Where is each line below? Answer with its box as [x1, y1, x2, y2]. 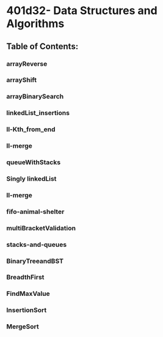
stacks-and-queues [6, 240, 67, 249]
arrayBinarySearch [6, 93, 64, 101]
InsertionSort [6, 306, 47, 314]
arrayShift [6, 76, 37, 85]
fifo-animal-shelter [6, 207, 65, 216]
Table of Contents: [6, 41, 79, 51]
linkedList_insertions [6, 108, 70, 117]
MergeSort [6, 322, 40, 331]
